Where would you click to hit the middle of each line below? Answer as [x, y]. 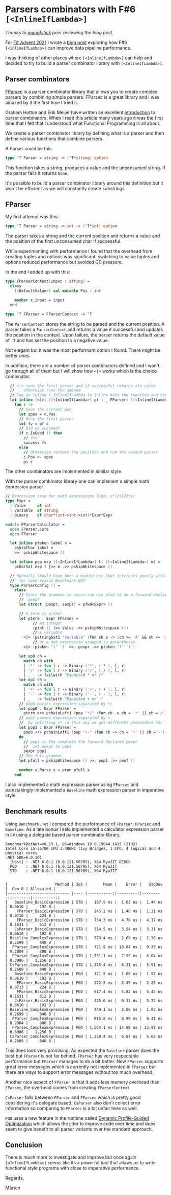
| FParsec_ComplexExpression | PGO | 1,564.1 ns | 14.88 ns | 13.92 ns [84, 1027]
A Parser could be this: [29, 148]
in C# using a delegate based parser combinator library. [63, 835]
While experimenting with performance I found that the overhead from [79, 251]
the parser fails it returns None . [37, 173]
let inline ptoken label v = [41, 543]
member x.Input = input [40, 300]
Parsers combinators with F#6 [70, 9]
